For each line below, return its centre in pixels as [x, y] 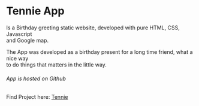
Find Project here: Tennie [37, 97]
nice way [17, 58]
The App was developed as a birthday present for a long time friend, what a [99, 52]
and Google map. [28, 40]
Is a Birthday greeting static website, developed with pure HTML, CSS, [93, 28]
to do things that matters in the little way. [56, 65]
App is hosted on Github [36, 78]
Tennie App [35, 11]
